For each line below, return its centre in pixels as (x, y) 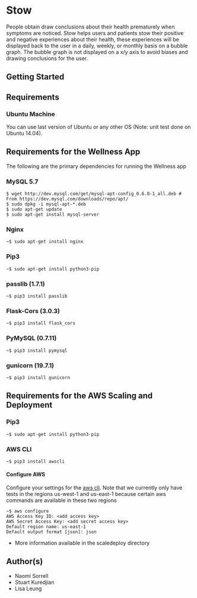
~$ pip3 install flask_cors (41, 323)
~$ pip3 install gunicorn (38, 377)
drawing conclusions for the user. (47, 58)
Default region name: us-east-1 (46, 527)
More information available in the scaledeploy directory (82, 543)
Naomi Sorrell (31, 575)
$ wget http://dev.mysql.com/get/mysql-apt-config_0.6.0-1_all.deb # (94, 194)
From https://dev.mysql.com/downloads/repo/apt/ (67, 199)
